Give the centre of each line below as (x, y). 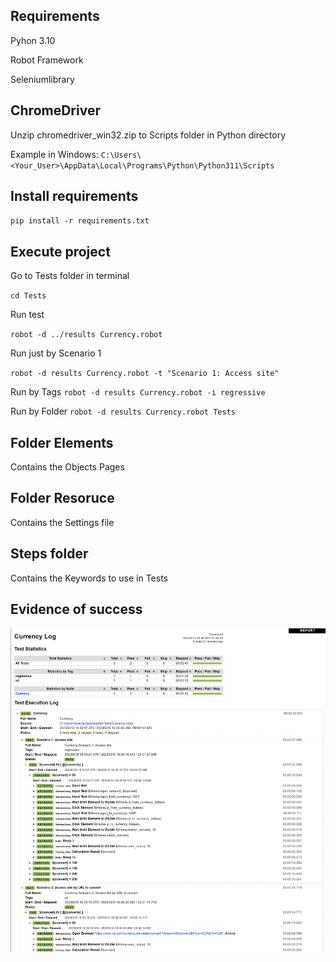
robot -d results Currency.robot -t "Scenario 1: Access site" (145, 374)
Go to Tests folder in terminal (70, 276)
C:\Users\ (121, 155)
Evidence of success (76, 609)
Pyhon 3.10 (33, 40)
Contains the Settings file (62, 522)
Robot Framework (47, 60)
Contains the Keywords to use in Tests (89, 578)
